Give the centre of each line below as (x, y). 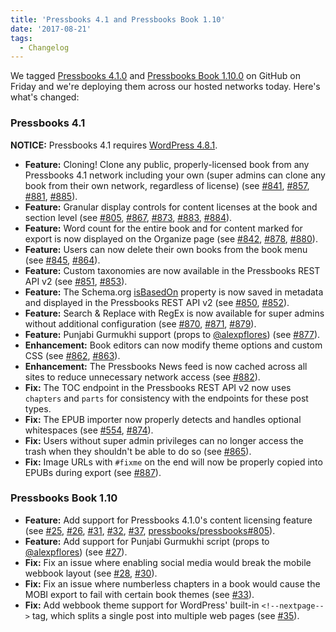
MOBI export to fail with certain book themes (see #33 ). (139, 594)
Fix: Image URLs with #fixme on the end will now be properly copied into (173, 462)
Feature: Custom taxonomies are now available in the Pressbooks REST (172, 270)
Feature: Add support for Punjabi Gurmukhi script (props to (147, 541)
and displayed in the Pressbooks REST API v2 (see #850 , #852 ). (157, 302)
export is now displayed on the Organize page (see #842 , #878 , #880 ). (171, 238)
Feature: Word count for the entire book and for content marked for (163, 228)
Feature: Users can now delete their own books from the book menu (166, 249)
